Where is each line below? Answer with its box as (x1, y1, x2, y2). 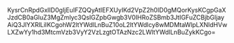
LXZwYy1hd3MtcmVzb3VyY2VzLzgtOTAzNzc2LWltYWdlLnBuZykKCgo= (7, 28, 216, 36)
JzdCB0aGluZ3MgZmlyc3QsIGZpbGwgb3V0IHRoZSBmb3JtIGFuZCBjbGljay (7, 13, 225, 21)
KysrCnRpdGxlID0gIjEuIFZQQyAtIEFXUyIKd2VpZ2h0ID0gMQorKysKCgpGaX (7, 6, 226, 14)
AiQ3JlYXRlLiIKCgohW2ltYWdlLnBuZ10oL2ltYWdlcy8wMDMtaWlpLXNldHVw (7, 21, 228, 28)
